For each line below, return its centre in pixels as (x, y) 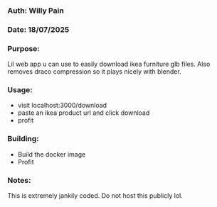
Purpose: (24, 48)
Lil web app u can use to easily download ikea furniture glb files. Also (109, 64)
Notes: (19, 180)
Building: (23, 139)
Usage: (20, 90)
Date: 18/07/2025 (38, 29)
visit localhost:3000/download (62, 106)
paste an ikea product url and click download (84, 113)
